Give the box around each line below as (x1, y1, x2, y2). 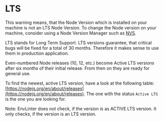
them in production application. (5, 50, 69, 56)
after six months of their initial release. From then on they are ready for (5, 65, 150, 71)
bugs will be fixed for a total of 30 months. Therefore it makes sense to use (5, 45, 159, 51)
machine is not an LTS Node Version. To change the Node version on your (5, 24, 157, 30)
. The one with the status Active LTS (83, 91, 158, 97)
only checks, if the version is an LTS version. (5, 111, 97, 117)
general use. (5, 70, 31, 76)
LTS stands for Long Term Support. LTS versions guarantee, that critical (5, 39, 152, 45)
